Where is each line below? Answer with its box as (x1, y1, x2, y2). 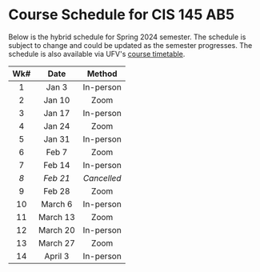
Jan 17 (43, 107, 70, 118)
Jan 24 (43, 120, 70, 131)
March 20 (38, 224, 76, 235)
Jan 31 (43, 134, 70, 145)
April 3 (43, 250, 70, 262)
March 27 (38, 238, 76, 249)
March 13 (38, 211, 76, 222)
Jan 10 (43, 94, 70, 106)
